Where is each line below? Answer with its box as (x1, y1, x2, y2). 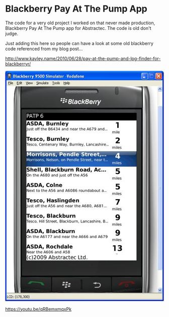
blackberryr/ (5, 61, 31, 67)
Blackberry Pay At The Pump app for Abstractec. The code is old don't (5, 25, 152, 31)
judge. (5, 30, 19, 36)
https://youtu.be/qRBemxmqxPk (5, 306, 72, 312)
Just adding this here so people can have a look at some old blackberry (5, 40, 153, 46)
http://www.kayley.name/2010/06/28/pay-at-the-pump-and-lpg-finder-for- (5, 55, 161, 61)
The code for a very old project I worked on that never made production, (5, 20, 155, 26)
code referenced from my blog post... (5, 46, 83, 52)
